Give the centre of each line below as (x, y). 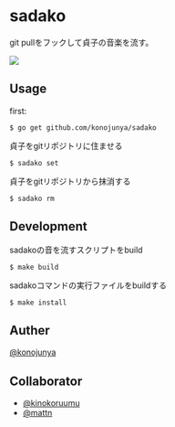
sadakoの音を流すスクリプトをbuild (76, 250)
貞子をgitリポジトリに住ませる (66, 145)
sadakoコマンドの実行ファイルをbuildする (88, 285)
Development (49, 226)
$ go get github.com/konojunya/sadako (83, 128)
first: (18, 111)
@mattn (37, 413)
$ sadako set (34, 163)
